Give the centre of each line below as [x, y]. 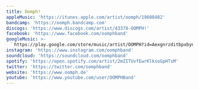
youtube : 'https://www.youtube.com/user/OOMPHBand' [71, 78]
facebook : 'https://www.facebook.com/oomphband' [67, 34]
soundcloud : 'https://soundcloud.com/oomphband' [67, 56]
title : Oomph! [24, 12]
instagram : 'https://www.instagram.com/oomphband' [70, 50]
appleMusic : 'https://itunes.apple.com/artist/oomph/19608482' [86, 17]
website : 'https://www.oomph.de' [47, 72]
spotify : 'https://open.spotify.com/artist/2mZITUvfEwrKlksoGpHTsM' [92, 61]
